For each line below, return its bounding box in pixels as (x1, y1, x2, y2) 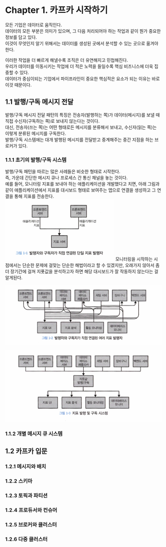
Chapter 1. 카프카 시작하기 (5, 4, 108, 16)
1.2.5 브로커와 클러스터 (5, 521, 57, 528)
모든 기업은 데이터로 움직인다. (5, 22, 62, 28)
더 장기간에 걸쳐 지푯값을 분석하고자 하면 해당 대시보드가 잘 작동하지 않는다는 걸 (5, 268, 159, 275)
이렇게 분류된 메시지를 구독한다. (5, 130, 66, 136)
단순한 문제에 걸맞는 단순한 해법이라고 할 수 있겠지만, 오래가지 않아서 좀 (22, 262, 160, 268)
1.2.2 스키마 (5, 477, 33, 484)
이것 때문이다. (5, 82, 32, 88)
